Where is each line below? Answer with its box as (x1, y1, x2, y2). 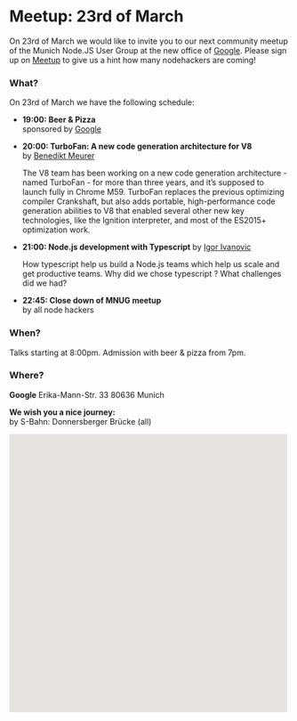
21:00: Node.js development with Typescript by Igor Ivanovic (21, 242, 252, 253)
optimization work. (21, 224, 91, 235)
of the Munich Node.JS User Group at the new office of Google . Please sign (9, 45, 287, 55)
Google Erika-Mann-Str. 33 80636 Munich (9, 389, 165, 400)
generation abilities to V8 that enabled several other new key (21, 206, 245, 216)
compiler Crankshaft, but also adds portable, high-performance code (21, 196, 276, 207)
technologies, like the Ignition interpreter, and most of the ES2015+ (21, 215, 267, 226)
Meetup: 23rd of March (9, 6, 184, 27)
